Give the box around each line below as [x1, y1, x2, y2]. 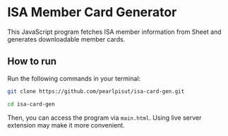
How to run [7, 56, 57, 68]
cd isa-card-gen [7, 100, 55, 108]
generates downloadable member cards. [7, 35, 126, 43]
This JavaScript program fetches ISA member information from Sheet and [7, 27, 222, 36]
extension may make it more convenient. [7, 120, 125, 129]
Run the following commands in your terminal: [7, 74, 141, 82]
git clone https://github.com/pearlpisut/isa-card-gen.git [7, 87, 185, 95]
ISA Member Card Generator [7, 4, 177, 20]
